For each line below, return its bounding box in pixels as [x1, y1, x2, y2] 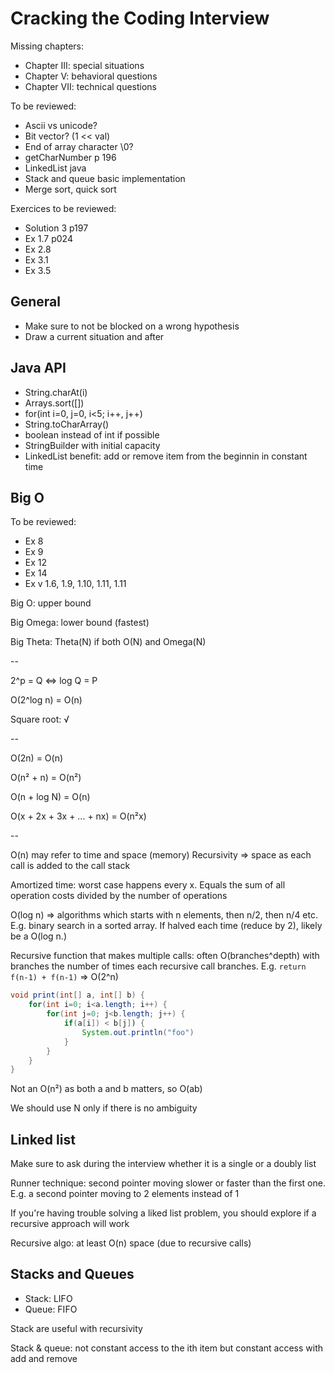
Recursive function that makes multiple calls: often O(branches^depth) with [10, 950, 320, 962]
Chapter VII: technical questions [24, 80, 157, 92]
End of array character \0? [24, 140, 134, 152]
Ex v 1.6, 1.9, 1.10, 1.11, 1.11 [24, 578, 127, 590]
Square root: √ [10, 713, 70, 726]
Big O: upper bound [10, 597, 92, 609]
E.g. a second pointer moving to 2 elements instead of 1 [10, 1188, 240, 1200]
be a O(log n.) [10, 930, 68, 942]
